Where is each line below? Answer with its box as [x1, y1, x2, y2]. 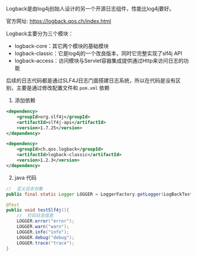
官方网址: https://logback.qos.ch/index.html [6, 18, 111, 25]
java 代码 [14, 174, 37, 181]
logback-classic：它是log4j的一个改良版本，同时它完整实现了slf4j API [14, 50, 183, 57]
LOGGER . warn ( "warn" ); [16, 224, 69, 229]
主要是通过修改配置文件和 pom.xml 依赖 [16, 84, 110, 91]
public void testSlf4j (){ [6, 207, 69, 213]
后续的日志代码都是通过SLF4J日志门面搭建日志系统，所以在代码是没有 [6, 77, 176, 84]
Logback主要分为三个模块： [6, 30, 74, 37]
